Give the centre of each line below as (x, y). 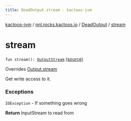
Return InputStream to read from (40, 113)
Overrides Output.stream (31, 69)
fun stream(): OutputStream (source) (44, 59)
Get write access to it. (28, 79)
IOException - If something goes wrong (46, 103)
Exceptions (20, 92)
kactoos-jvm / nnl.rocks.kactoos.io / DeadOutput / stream (65, 24)
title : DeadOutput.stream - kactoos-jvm (49, 10)
